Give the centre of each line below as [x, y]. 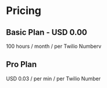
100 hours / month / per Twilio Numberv [54, 46]
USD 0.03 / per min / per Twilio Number [53, 78]
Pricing [24, 11]
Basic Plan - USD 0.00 [47, 32]
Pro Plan [22, 64]
